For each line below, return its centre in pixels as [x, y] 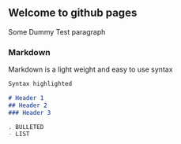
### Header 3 [30, 113]
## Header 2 [28, 105]
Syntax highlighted [40, 84]
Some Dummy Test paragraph [57, 31]
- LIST [19, 134]
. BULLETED [26, 127]
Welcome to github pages [73, 13]
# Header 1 [26, 98]
